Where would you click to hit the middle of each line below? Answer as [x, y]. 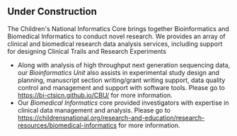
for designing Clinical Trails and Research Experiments [87, 51]
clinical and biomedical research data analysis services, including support [115, 44]
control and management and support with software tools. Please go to [121, 87]
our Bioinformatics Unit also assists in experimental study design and [118, 72]
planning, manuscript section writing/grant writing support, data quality [121, 80]
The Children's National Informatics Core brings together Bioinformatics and [118, 28]
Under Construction [52, 12]
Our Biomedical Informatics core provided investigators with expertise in [123, 103]
